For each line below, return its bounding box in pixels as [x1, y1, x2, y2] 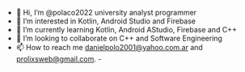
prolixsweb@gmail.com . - [15, 54, 102, 64]
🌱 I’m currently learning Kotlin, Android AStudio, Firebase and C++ [15, 25, 237, 34]
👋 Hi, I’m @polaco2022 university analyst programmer [15, 8, 196, 17]
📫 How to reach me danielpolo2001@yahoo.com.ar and [15, 43, 204, 52]
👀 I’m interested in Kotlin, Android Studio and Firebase [15, 16, 196, 26]
